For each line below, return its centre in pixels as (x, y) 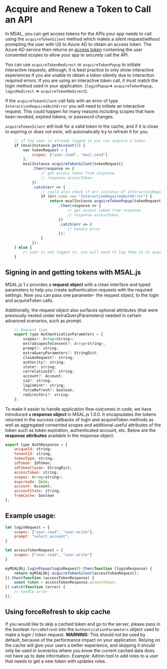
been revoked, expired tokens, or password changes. (60, 116)
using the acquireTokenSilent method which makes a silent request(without (83, 39)
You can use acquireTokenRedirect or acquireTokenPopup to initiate (73, 64)
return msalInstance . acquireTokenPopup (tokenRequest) (106, 201)
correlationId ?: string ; (49, 371)
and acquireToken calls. (29, 300)
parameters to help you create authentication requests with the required (79, 290)
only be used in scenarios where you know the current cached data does (80, 651)
